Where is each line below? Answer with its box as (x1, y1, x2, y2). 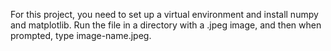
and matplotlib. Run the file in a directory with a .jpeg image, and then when (10, 19, 322, 31)
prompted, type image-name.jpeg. (10, 30, 152, 41)
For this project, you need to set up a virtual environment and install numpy (10, 9, 319, 20)
